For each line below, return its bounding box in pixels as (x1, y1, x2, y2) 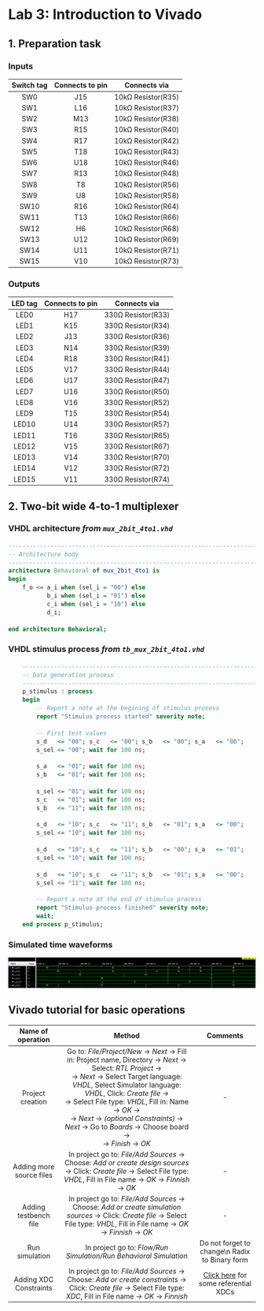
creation (20, 1097, 47, 1106)
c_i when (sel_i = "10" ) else (46, 600, 146, 608)
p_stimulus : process (22, 687, 93, 695)
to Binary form (201, 1255, 249, 1264)
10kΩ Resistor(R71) (113, 246, 179, 255)
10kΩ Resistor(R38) (113, 114, 179, 124)
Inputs (8, 61, 34, 72)
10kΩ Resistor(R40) (113, 125, 179, 135)
